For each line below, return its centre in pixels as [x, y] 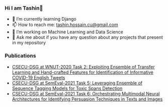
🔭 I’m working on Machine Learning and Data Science [68, 32]
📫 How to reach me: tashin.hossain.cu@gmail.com [65, 25]
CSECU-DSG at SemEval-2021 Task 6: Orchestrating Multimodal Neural [86, 93]
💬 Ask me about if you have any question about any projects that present [87, 37]
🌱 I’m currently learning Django [44, 19]
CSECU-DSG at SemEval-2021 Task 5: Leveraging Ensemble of [77, 83]
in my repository [29, 43]
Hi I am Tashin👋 [24, 8]
